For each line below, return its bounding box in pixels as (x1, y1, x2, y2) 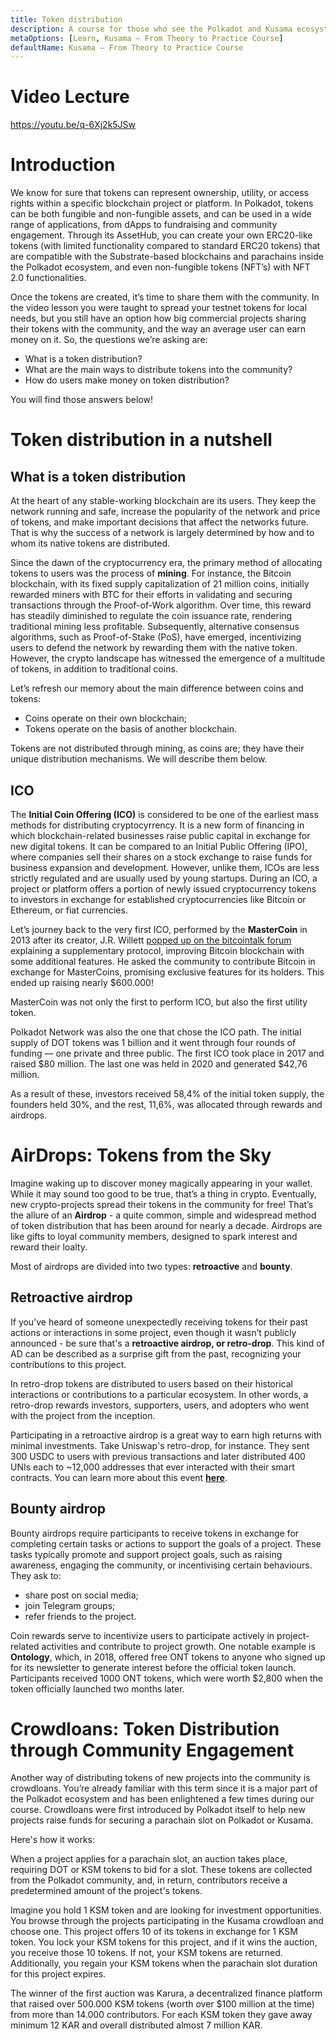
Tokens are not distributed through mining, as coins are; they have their (10, 742, 305, 755)
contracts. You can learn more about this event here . (10, 1471, 228, 1483)
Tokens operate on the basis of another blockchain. (24, 723, 238, 735)
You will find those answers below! (10, 394, 153, 406)
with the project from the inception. (10, 1409, 156, 1421)
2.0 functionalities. (10, 272, 87, 284)
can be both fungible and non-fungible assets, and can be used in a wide (10, 208, 312, 220)
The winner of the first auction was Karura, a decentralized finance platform (10, 1987, 323, 2000)
